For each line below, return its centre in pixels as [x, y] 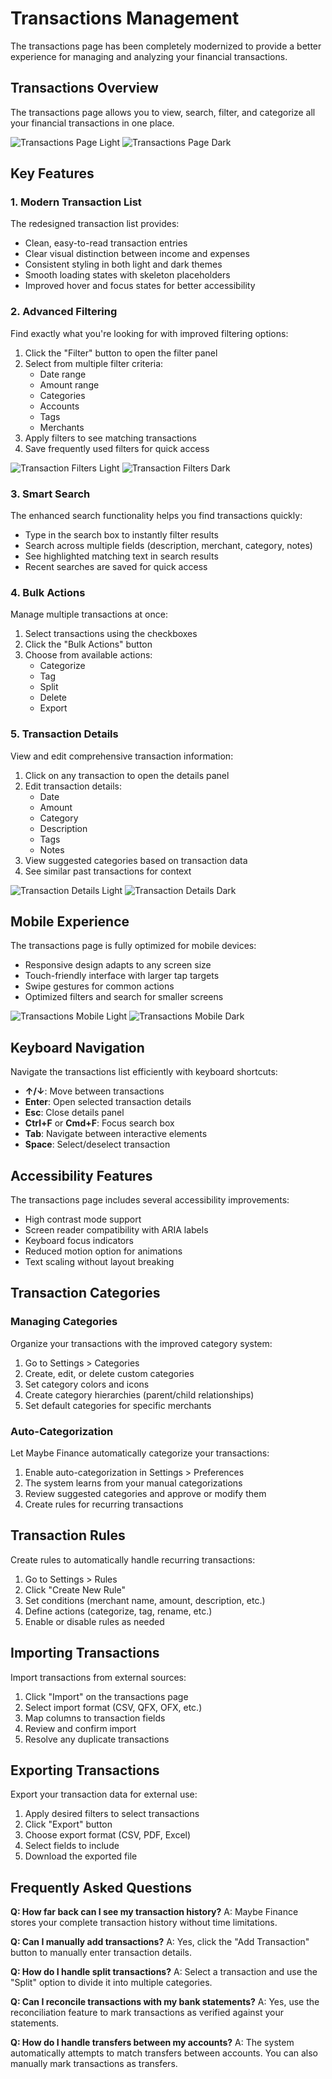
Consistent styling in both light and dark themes [123, 264]
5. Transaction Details [64, 734]
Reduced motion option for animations [103, 1251]
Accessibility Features [81, 1175]
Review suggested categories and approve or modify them [145, 1494]
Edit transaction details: [73, 786]
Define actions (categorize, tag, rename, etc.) [118, 1611]
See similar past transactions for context [108, 871]
